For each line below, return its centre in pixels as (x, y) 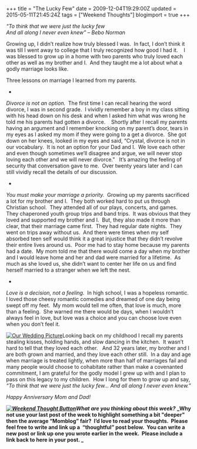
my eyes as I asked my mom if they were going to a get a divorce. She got (96, 134)
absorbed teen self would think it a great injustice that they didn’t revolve (94, 239)
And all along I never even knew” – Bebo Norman (66, 32)
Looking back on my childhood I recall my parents (123, 336)
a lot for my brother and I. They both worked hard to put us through (88, 201)
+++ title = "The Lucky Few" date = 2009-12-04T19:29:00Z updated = (91, 9)
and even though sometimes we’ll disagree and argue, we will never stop (94, 153)
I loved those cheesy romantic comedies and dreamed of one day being (93, 299)
